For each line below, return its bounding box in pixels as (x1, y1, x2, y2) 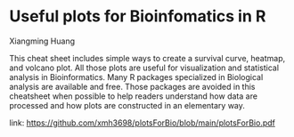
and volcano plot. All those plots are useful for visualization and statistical (9, 62, 279, 73)
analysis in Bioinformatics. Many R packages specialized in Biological (9, 71, 264, 82)
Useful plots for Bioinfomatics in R (9, 6, 266, 27)
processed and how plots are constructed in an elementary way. (9, 100, 245, 110)
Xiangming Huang (9, 36, 76, 46)
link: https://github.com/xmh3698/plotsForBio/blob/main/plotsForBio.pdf (9, 117, 276, 128)
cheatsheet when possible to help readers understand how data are (9, 91, 258, 101)
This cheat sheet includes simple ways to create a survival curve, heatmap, (9, 52, 286, 63)
